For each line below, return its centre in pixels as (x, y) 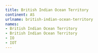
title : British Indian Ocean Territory (47, 10)
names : (12, 24)
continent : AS (20, 15)
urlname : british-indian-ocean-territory (49, 19)
